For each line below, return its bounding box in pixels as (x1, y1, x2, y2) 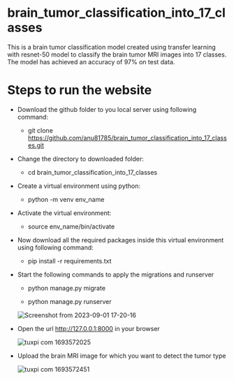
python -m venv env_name (27, 195, 105, 203)
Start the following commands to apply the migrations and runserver (17, 270, 214, 279)
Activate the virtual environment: (17, 208, 112, 217)
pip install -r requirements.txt (27, 256, 112, 265)
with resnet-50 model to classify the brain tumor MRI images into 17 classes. (7, 50, 227, 59)
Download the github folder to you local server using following (17, 105, 197, 113)
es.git (27, 141, 44, 149)
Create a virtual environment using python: (17, 182, 141, 190)
